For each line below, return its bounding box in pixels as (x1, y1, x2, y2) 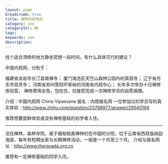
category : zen (5, 21, 35, 26)
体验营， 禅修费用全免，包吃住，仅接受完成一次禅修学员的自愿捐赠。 (5, 88, 146, 94)
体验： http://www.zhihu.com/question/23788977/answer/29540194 (9, 104, 149, 110)
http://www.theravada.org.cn (14, 143, 73, 149)
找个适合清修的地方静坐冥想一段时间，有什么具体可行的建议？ (5, 54, 132, 60)
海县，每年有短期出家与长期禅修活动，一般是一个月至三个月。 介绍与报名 (5, 137, 155, 143)
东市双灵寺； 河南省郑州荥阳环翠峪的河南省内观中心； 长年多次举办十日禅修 (5, 81, 161, 87)
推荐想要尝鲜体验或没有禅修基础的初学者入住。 (5, 115, 101, 121)
